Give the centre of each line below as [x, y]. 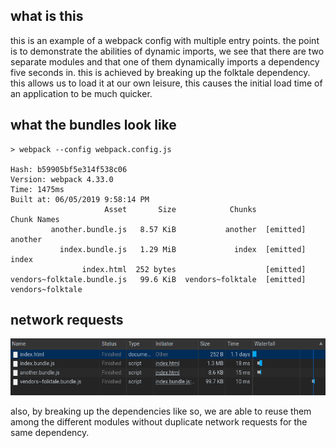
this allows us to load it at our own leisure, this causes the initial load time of [166, 83]
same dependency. [50, 432]
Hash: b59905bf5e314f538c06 [69, 169]
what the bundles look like [93, 125]
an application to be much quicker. [81, 93]
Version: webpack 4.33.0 [62, 179]
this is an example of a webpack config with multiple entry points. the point [165, 40]
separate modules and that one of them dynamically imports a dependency [165, 61]
